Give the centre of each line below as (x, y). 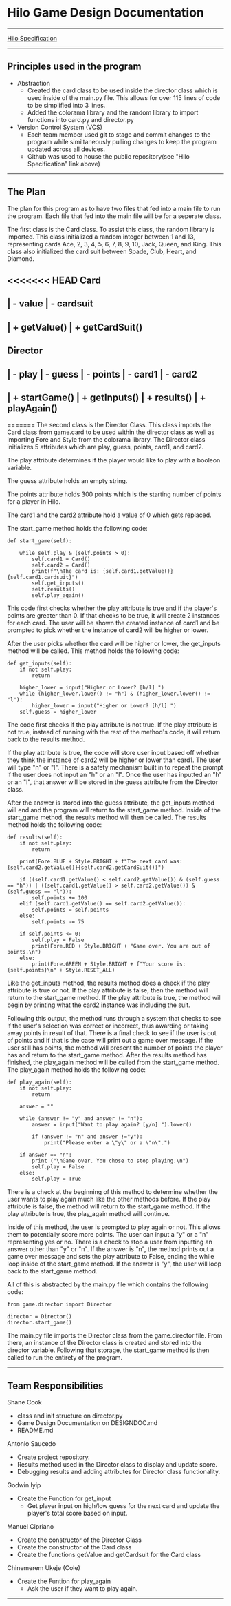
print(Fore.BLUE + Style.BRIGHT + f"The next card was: (101, 862)
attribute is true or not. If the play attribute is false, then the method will (108, 990)
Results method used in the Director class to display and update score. (117, 1465)
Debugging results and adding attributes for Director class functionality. (119, 1472)
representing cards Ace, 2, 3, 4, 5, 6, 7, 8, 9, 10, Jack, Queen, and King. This (114, 244)
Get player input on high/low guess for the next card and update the (123, 1506)
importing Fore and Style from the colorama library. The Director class (106, 440)
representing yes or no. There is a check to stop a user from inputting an (110, 1242)
